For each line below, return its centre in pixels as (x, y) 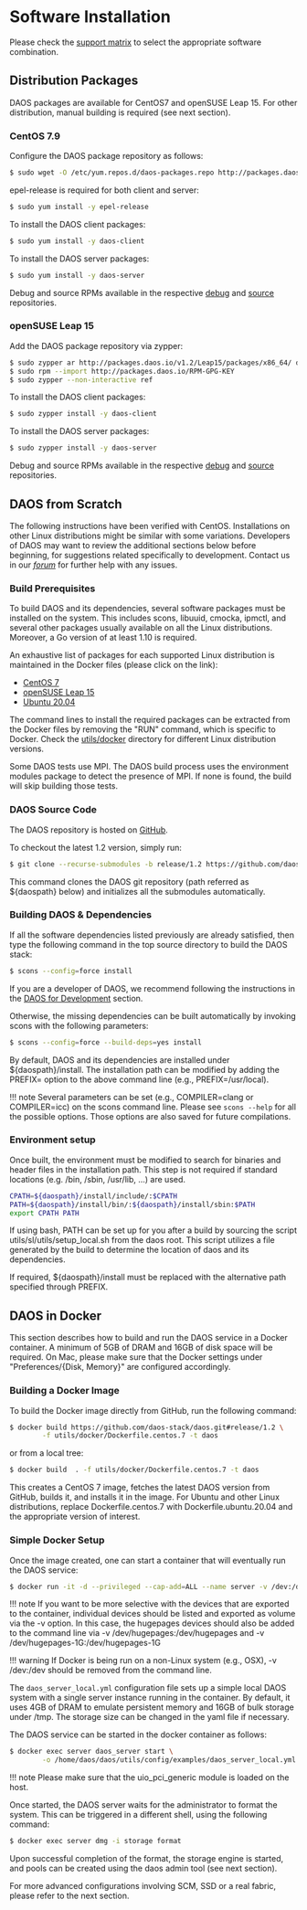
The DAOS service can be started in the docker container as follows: (138, 1735)
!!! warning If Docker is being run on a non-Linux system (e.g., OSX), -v (143, 1661)
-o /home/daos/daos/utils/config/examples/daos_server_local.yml (169, 1760)
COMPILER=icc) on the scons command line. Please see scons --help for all (153, 1107)
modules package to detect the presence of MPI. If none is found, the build (151, 776)
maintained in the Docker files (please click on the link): (114, 665)
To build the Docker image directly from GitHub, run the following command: (153, 1410)
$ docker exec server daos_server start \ (91, 1752)
